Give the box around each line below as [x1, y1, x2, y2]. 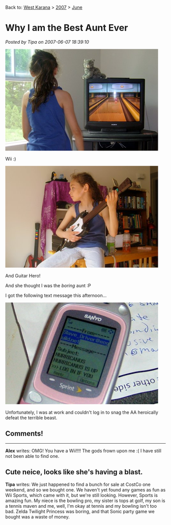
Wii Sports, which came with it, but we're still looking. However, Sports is [5, 492, 158, 498]
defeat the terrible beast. [5, 414, 58, 421]
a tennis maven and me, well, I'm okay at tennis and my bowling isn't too [5, 503, 157, 509]
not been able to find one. [5, 453, 60, 459]
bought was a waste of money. [5, 513, 70, 520]
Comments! [5, 429, 43, 438]
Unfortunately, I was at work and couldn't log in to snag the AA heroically [5, 409, 159, 415]
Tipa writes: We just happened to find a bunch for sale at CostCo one [5, 481, 151, 487]
